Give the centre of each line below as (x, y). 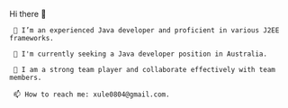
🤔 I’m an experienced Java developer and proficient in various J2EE (146, 31)
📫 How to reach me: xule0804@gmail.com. (91, 94)
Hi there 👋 (28, 14)
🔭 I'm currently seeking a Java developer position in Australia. (140, 54)
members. (26, 77)
